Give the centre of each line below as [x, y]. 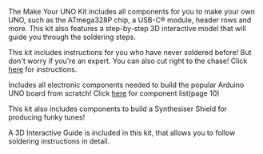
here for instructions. [43, 69]
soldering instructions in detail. [59, 141]
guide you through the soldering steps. [72, 37]
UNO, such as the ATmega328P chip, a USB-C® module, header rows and [130, 20]
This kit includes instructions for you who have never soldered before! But [130, 52]
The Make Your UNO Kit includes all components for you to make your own [132, 12]
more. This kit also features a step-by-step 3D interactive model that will [127, 28]
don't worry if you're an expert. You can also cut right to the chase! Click [128, 61]
